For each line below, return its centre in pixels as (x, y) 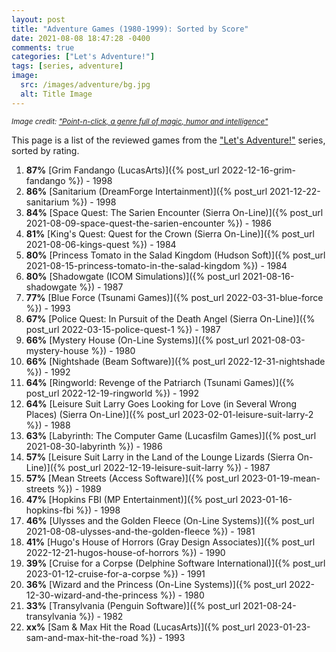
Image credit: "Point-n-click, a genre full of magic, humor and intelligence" (140, 121)
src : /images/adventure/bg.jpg (85, 85)
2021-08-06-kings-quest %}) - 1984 (101, 244)
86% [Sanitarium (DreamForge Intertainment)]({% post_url (146, 191)
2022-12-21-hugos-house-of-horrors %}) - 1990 (125, 552)
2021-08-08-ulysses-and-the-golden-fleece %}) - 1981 (140, 531)
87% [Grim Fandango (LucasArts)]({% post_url (122, 170)
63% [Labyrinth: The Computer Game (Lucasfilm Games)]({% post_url (171, 435)
